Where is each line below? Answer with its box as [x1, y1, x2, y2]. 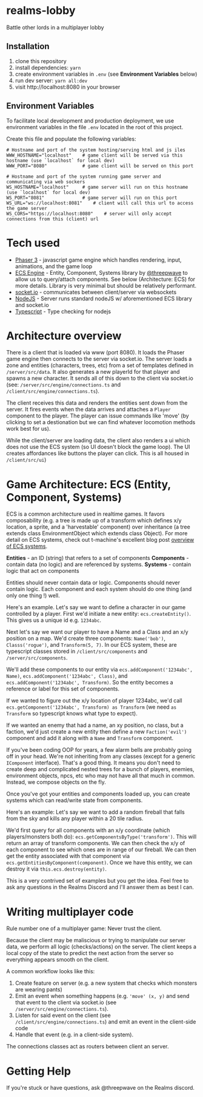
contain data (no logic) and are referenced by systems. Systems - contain [6, 561, 191, 568]
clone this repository [15, 57, 67, 64]
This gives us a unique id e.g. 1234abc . [6, 616, 102, 624]
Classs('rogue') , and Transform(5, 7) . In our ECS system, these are [6, 641, 177, 649]
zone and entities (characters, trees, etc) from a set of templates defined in [6, 362, 194, 369]
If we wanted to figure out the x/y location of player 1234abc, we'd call [6, 697, 183, 704]
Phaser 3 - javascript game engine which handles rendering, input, [15, 256, 182, 263]
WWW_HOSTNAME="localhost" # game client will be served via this [6, 152, 183, 158]
